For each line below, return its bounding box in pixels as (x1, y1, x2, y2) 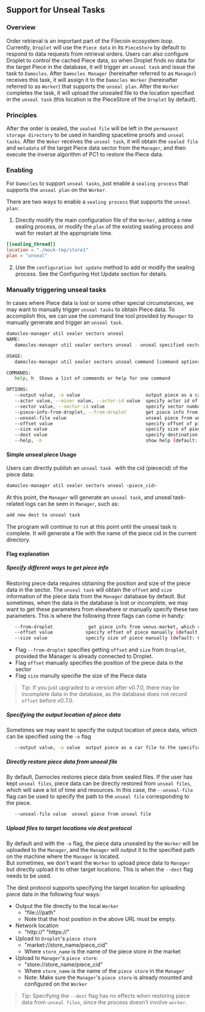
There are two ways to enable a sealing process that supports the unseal (6, 198, 191, 205)
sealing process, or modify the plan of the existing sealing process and (15, 223, 194, 230)
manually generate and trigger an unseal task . (6, 319, 123, 326)
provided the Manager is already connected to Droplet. (15, 653, 154, 660)
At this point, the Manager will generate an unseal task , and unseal (6, 494, 172, 501)
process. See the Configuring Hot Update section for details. (15, 270, 168, 277)
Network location (15, 922, 59, 929)
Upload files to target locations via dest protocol (6, 824, 132, 832)
